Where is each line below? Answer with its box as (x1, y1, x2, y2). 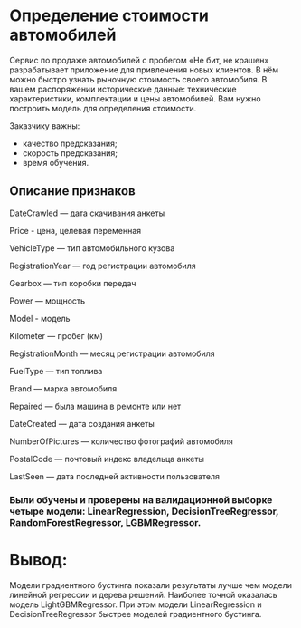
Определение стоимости (9, 5, 210, 26)
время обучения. (22, 157, 89, 168)
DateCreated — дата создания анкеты (9, 418, 155, 429)
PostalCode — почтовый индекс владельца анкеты (9, 453, 205, 464)
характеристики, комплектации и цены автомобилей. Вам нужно (9, 92, 261, 104)
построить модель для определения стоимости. (9, 102, 197, 113)
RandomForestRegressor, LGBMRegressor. (9, 516, 202, 528)
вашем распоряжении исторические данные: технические (9, 83, 237, 94)
